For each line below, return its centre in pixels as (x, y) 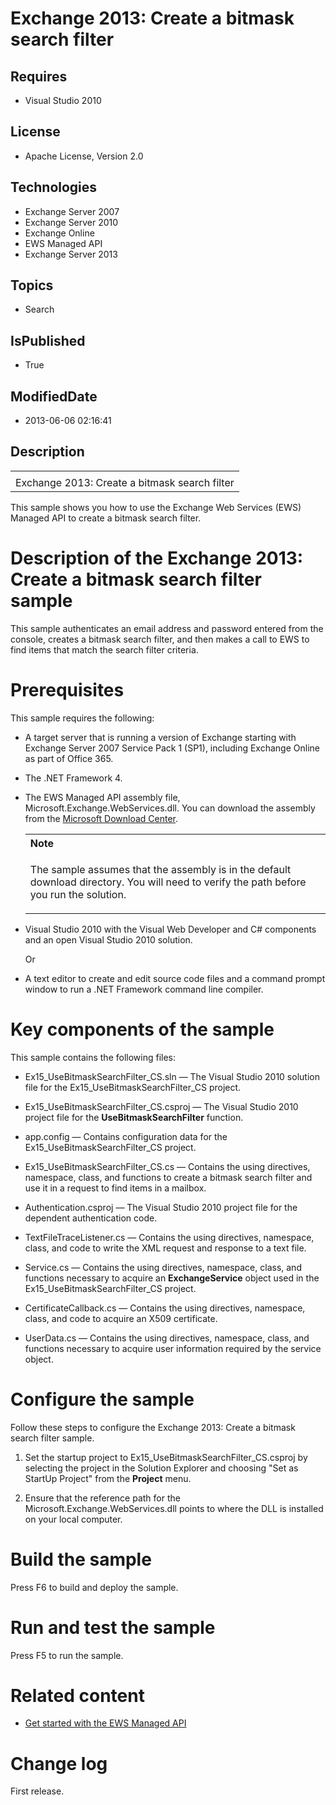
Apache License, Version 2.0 (84, 156)
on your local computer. (73, 1519)
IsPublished (48, 340)
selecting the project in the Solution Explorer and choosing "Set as (161, 1468)
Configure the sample (102, 1399)
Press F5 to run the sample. (67, 1655)
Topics (32, 285)
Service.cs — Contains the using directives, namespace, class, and (163, 1267)
